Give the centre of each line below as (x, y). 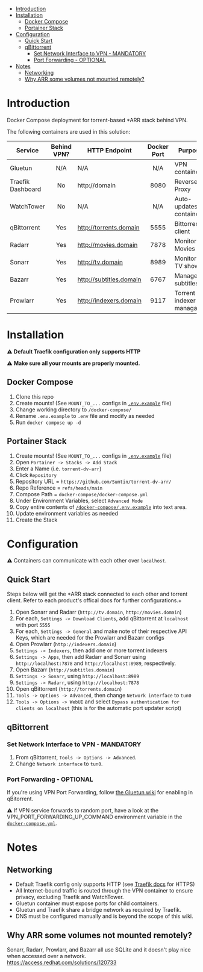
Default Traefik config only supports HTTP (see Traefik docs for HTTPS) (105, 884)
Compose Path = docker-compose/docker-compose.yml (82, 494)
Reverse (186, 181)
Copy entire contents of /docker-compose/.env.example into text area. (101, 507)
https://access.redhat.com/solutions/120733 (62, 962)
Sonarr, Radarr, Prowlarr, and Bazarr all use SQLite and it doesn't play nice (99, 950)
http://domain (97, 185)
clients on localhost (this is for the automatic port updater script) (98, 708)
